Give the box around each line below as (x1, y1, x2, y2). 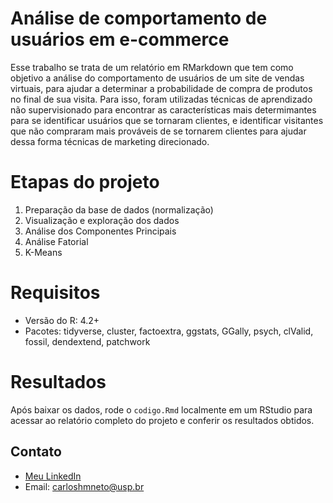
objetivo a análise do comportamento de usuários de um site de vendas (10, 72, 305, 84)
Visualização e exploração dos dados (24, 214, 180, 226)
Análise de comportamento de (10, 7, 268, 30)
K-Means (24, 246, 63, 258)
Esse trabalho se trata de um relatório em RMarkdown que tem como (10, 61, 294, 73)
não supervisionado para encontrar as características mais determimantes (10, 103, 317, 116)
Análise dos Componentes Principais (24, 225, 177, 237)
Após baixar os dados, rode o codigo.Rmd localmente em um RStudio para (10, 403, 313, 416)
